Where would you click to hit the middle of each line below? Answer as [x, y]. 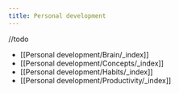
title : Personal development [57, 16]
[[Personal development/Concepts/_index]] [92, 63]
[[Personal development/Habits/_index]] [86, 72]
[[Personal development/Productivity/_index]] [96, 80]
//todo [19, 39]
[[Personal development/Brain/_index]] [84, 54]
